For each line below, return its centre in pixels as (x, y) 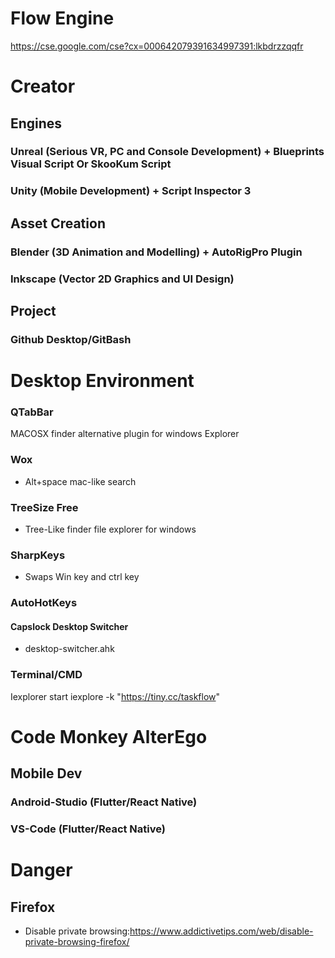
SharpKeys (38, 555)
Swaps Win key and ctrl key (82, 577)
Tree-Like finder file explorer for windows (110, 529)
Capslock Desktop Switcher (69, 626)
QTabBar (32, 412)
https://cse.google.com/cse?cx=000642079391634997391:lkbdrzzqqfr (157, 46)
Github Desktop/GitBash (71, 339)
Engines (36, 123)
